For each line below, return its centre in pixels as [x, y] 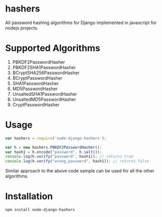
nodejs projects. [22, 28]
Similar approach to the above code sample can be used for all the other [80, 171]
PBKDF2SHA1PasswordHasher [44, 67]
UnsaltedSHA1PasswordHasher [45, 94]
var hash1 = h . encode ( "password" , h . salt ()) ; [53, 152]
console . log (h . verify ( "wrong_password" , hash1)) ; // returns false [77, 161]
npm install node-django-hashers [40, 210]
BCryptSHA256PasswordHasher [46, 73]
